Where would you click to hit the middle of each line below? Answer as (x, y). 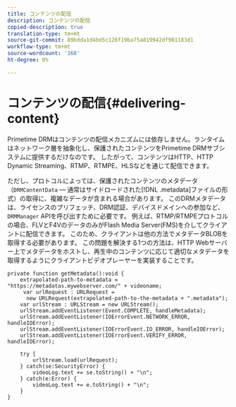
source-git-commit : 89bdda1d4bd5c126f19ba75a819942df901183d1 (100, 40)
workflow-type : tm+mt (39, 47)
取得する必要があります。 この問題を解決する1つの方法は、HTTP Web (108, 242)
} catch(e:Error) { (49, 379)
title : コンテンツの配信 (39, 14)
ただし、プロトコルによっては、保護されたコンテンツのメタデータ (103, 180)
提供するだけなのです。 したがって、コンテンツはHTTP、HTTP (122, 157)
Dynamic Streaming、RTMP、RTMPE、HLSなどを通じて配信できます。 (110, 165)
